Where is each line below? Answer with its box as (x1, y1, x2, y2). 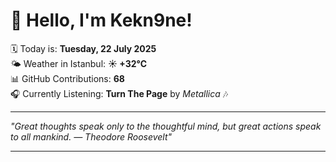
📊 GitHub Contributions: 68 (10, 72, 125, 84)
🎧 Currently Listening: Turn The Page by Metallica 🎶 (10, 87, 229, 99)
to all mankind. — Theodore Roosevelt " (10, 130, 173, 143)
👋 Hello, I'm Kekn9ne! (10, 9, 193, 32)
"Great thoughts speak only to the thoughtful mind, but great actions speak (10, 120, 322, 132)
